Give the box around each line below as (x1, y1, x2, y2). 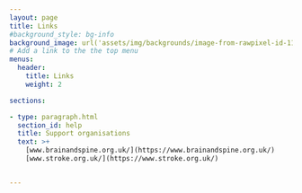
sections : (9, 96, 47, 105)
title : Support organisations (17, 129, 130, 138)
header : (17, 64, 47, 73)
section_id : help (17, 120, 83, 130)
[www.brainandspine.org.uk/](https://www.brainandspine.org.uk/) (25, 145, 276, 155)
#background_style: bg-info (9, 30, 115, 39)
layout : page (9, 13, 58, 22)
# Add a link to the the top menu (9, 47, 139, 56)
